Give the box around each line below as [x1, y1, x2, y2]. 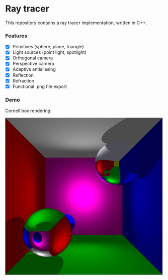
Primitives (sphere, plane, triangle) [12, 44, 84, 50]
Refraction [12, 77, 34, 83]
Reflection [12, 72, 34, 78]
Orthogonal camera [12, 55, 53, 61]
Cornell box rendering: [5, 108, 52, 114]
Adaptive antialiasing [12, 66, 56, 72]
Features [5, 32, 28, 39]
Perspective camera [12, 61, 54, 67]
